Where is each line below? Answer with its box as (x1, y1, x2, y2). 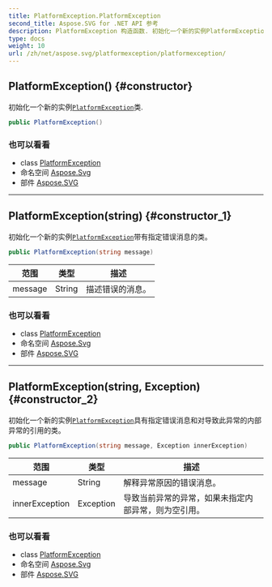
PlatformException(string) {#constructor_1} (8, 209, 232, 223)
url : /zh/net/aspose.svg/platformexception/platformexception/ (8, 49, 227, 58)
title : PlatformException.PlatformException (8, 11, 161, 20)
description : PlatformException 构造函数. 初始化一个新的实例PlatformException (8, 27, 269, 35)
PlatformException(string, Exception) (8, 380, 201, 394)
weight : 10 (8, 42, 45, 50)
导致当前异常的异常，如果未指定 (123, 492, 245, 503)
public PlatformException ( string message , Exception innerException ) (8, 441, 249, 450)
